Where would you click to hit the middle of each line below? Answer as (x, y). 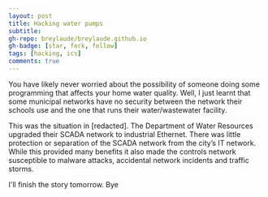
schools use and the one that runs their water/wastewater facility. (118, 109)
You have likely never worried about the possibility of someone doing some (134, 84)
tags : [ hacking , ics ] (45, 54)
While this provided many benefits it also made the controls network (123, 152)
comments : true (34, 62)
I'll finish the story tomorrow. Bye (64, 184)
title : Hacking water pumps (56, 24)
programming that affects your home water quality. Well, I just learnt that (130, 92)
